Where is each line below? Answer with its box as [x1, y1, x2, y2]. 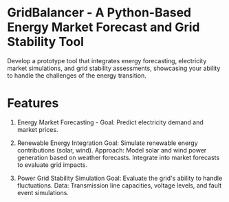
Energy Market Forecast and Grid [7, 19, 200, 35]
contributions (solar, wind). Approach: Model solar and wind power [17, 146, 207, 154]
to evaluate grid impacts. [17, 160, 88, 169]
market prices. [17, 125, 58, 133]
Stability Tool [7, 34, 85, 49]
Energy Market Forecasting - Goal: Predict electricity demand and [17, 118, 204, 126]
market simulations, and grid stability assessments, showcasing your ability [7, 64, 221, 72]
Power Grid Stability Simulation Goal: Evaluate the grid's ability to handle [17, 174, 223, 182]
